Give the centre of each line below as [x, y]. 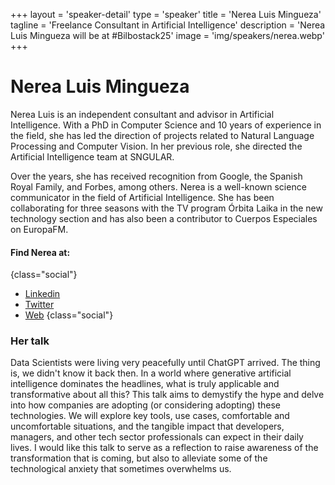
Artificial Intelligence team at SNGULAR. [92, 156]
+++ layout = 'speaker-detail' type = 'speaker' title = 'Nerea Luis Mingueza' [166, 14]
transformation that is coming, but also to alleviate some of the [139, 458]
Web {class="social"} [69, 315]
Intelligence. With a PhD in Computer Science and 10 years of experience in [166, 125]
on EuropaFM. [39, 229]
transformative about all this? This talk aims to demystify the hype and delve [167, 395]
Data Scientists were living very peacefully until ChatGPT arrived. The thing [165, 363]
